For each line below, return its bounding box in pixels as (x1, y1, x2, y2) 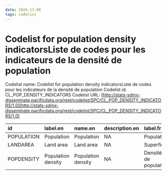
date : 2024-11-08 (5, 7, 41, 12)
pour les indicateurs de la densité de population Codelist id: (5, 87, 127, 92)
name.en (74, 125, 95, 132)
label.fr (144, 125, 162, 132)
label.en (44, 125, 64, 132)
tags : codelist (5, 12, 37, 17)
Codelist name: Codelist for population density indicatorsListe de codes (5, 82, 152, 87)
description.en (104, 125, 139, 132)
